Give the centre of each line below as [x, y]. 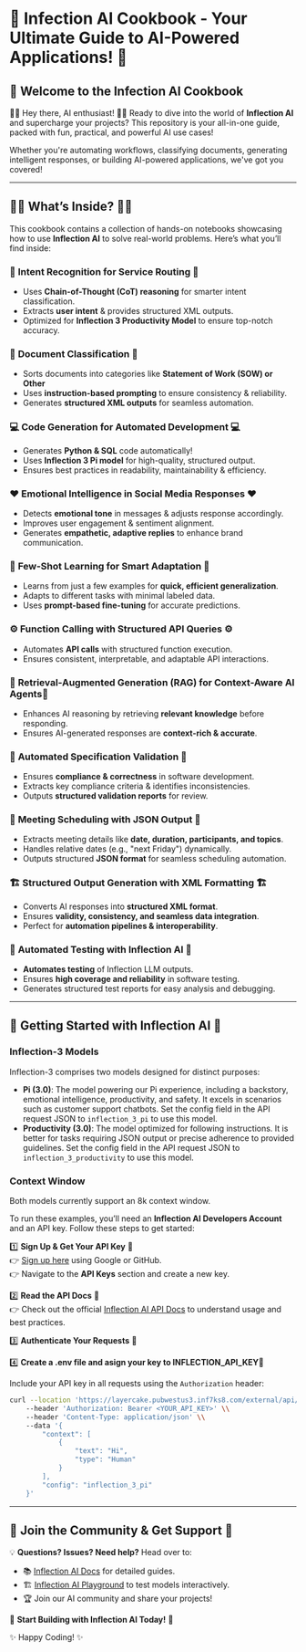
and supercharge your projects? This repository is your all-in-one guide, [145, 123]
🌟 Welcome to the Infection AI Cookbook [127, 91]
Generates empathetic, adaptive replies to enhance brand [133, 533]
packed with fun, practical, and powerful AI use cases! [112, 132]
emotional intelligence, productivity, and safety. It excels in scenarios [152, 1099]
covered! [26, 169]
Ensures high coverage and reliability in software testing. [131, 979]
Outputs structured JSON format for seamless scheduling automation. [154, 859]
